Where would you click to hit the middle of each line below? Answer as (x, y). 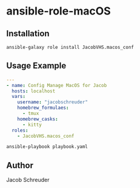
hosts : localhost (34, 91)
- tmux (31, 114)
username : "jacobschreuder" (52, 102)
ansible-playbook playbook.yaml (47, 147)
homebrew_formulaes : (43, 108)
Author (20, 165)
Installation (28, 34)
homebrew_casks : (38, 119)
